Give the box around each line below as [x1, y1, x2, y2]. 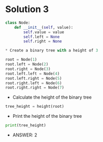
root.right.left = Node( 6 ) [5, 81, 62, 86]
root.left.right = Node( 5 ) [5, 76, 62, 81]
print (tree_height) [5, 123, 46, 128]
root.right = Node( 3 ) [5, 66, 51, 72]
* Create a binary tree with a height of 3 [5, 48, 98, 53]
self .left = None [23, 34, 60, 39]
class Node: [5, 20, 30, 25]
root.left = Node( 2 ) [5, 62, 49, 67]
